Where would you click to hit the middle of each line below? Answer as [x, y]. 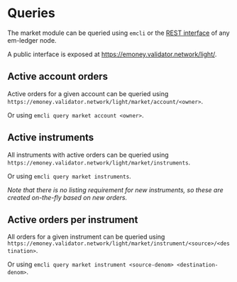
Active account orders [58, 77]
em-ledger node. [32, 40]
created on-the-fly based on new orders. [67, 197]
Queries [31, 13]
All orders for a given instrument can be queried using [86, 237]
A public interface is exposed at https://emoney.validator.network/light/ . [112, 54]
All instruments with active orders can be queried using [88, 155]
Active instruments [51, 138]
